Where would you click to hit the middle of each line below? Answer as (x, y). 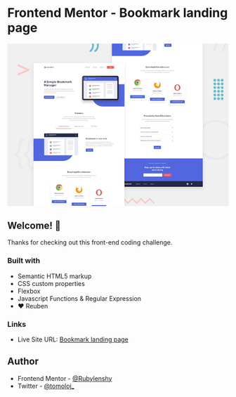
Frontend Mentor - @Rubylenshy (65, 378)
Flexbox (29, 291)
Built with (24, 261)
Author (23, 362)
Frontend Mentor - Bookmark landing (118, 13)
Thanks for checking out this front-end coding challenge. (90, 242)
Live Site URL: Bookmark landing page (73, 339)
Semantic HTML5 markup (54, 276)
